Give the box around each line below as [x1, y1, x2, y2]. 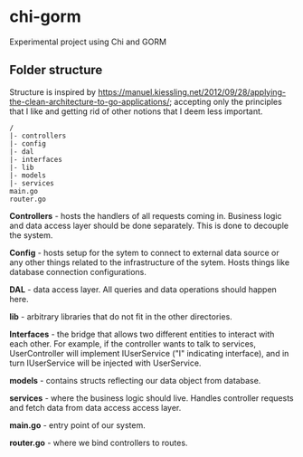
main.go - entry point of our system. [9, 419, 147, 431]
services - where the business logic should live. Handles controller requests [9, 392, 294, 404]
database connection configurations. [9, 266, 147, 277]
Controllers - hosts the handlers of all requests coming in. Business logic [9, 210, 282, 221]
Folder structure [9, 62, 103, 78]
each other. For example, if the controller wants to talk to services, [9, 338, 256, 349]
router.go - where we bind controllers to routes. [9, 437, 188, 448]
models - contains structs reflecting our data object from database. [9, 375, 261, 386]
